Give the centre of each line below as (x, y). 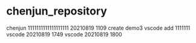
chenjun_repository (57, 11)
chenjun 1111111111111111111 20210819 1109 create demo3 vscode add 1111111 (98, 28)
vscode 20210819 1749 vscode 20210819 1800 (64, 34)
